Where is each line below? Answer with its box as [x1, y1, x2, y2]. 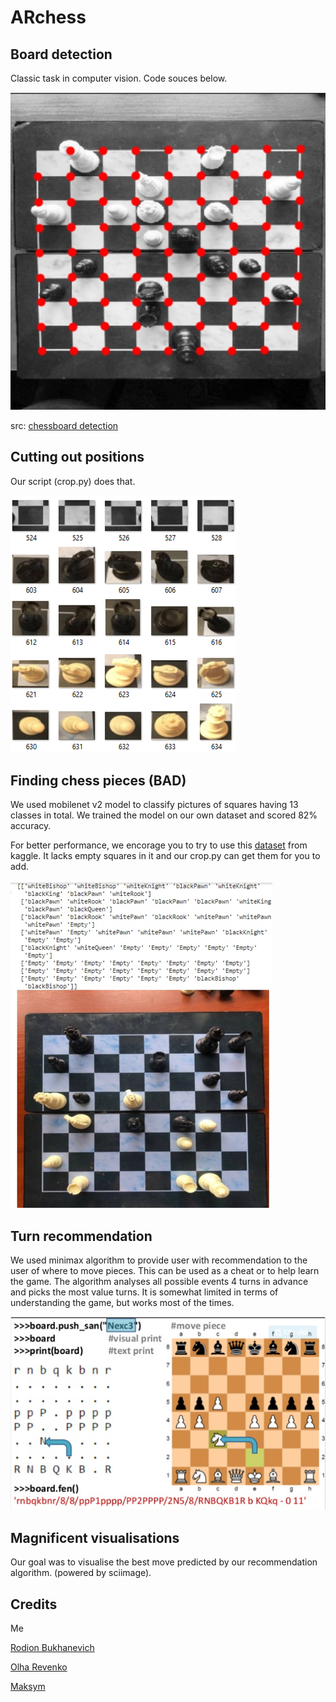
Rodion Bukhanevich [10, 1642, 95, 1654]
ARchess [10, 6, 87, 29]
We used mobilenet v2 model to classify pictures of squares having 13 [10, 799, 299, 811]
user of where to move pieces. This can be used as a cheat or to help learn [10, 1265, 320, 1277]
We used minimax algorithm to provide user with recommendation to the [10, 1254, 308, 1266]
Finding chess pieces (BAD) [10, 772, 187, 789]
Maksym [10, 1681, 46, 1693]
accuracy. [10, 820, 52, 832]
